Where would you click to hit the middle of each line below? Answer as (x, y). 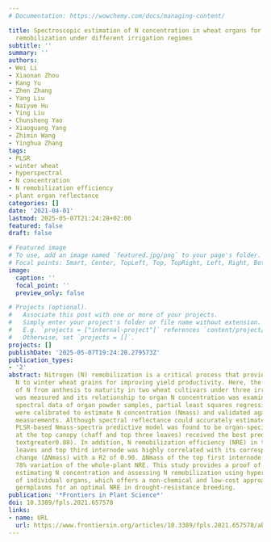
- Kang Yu (25, 83)
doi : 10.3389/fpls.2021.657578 (61, 503)
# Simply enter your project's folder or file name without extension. (135, 323)
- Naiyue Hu (28, 106)
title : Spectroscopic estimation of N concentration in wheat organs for (135, 30)
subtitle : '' (30, 45)
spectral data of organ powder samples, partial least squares (124, 405)
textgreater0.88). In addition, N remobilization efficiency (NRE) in (137, 443)
